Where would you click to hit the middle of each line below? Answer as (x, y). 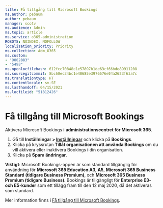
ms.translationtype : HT (29, 78)
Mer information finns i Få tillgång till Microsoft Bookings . (63, 200)
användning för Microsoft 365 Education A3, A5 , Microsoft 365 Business (80, 170)
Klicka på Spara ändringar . (40, 155)
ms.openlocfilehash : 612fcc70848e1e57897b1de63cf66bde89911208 (71, 69)
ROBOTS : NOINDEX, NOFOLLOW (33, 42)
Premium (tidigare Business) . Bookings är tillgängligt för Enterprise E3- (78, 180)
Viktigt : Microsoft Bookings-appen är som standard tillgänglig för (71, 165)
